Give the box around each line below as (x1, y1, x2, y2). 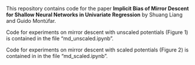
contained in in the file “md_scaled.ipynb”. (6, 53, 108, 59)
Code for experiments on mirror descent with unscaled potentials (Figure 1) (6, 29, 189, 36)
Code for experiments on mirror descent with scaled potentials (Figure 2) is (6, 46, 189, 53)
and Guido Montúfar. (6, 18, 57, 24)
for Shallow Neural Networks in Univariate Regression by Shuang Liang (6, 11, 183, 18)
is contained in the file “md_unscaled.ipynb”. (6, 35, 114, 42)
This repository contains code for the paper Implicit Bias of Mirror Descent (6, 5, 189, 12)
